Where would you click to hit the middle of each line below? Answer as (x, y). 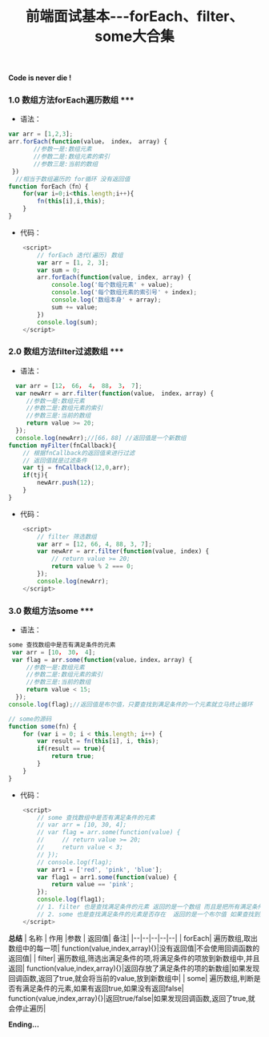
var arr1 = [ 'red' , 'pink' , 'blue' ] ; (100, 870)
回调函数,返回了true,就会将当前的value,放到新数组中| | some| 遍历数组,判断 (131, 978)
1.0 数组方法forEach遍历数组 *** (71, 100)
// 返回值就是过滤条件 (55, 460)
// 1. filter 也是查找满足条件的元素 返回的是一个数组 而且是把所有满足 (145, 907)
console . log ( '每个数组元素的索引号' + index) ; (124, 293)
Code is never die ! (40, 78)
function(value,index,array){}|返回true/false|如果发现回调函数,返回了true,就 (132, 998)
